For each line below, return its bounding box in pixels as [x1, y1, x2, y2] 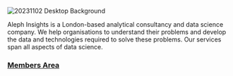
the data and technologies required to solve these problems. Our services [7, 35, 222, 44]
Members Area [7, 60, 60, 70]
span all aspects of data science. [7, 43, 104, 51]
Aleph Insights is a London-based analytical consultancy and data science [7, 20, 224, 28]
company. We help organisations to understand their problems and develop [7, 28, 227, 36]
